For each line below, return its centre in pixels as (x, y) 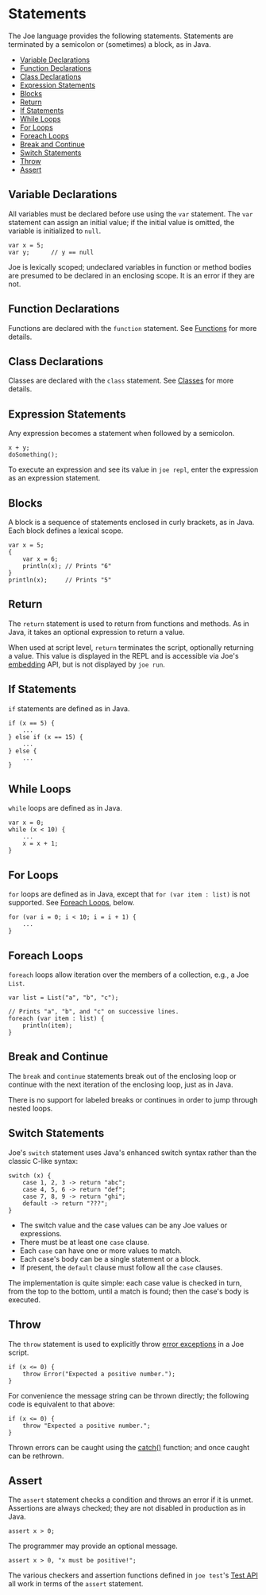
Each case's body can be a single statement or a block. (110, 1258)
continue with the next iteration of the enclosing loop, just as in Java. (121, 1084)
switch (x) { (30, 1175)
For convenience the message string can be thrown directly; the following (129, 1395)
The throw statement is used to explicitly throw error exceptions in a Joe (126, 1344)
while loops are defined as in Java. (66, 808)
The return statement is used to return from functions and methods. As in (129, 623)
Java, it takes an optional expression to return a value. (96, 632)
